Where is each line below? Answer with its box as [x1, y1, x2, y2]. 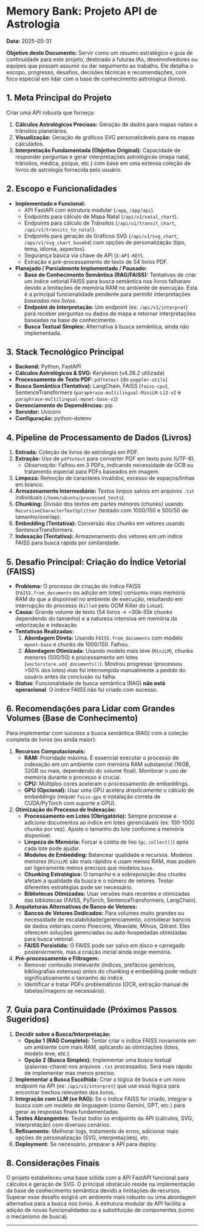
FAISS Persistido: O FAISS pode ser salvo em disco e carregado [24, 942, 185, 949]
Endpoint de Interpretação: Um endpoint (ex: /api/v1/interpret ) [24, 303, 188, 311]
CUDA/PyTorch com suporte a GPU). [24, 799, 117, 806]
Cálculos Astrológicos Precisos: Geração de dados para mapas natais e [15, 121, 198, 128]
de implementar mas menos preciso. [24, 1069, 116, 1076]
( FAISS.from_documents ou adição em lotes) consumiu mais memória [15, 589, 185, 596]
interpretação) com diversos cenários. [15, 1121, 111, 1128]
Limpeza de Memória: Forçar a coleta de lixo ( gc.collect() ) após [24, 838, 189, 845]
